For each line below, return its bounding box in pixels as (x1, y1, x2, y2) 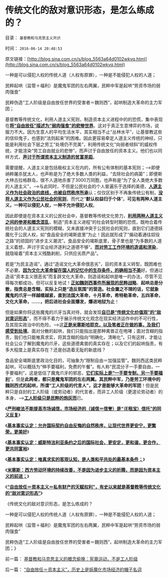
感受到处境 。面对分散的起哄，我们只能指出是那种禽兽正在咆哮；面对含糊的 (5, 328, 158, 334)
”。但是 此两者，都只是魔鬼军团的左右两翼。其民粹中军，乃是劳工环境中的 (9, 376, 161, 382)
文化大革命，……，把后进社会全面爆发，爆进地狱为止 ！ (5, 299, 119, 305)
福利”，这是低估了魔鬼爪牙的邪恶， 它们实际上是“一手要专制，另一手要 (13, 370, 158, 376)
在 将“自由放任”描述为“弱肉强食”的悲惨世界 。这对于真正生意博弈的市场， (5, 122, 155, 128)
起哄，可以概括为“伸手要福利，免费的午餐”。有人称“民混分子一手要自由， (5, 364, 156, 370)
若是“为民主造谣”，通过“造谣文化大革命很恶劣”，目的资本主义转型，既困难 (5, 261, 157, 267)
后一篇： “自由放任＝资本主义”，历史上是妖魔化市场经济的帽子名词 (5, 566, 142, 572)
